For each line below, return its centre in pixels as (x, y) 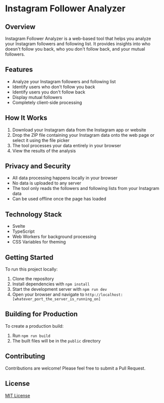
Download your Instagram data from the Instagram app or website (79, 130)
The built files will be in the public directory (56, 341)
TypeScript (23, 231)
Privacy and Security (38, 166)
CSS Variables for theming (39, 242)
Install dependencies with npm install (51, 284)
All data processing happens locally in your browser (65, 178)
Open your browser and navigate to (48, 294)
